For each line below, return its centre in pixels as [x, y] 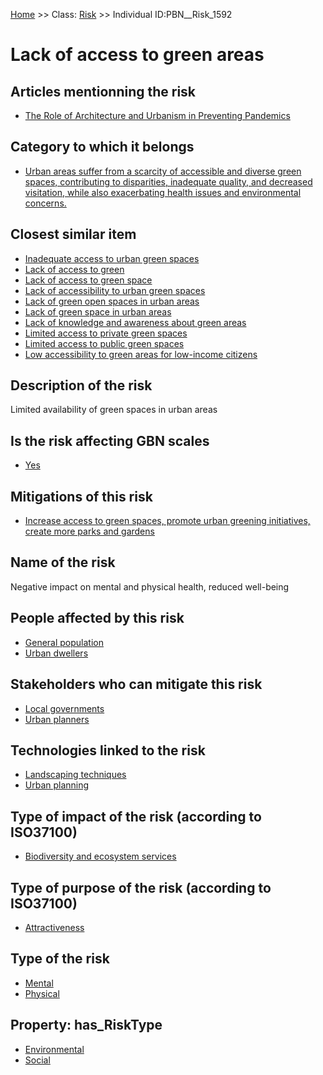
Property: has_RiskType [86, 1025]
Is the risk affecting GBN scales [110, 440]
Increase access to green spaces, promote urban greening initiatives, [167, 521]
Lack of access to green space [88, 280]
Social [37, 1060]
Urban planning [57, 785]
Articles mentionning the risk [103, 91]
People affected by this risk [97, 618]
